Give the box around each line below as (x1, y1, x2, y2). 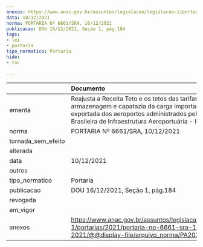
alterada (9, 147, 33, 155)
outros (9, 166, 28, 175)
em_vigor (9, 206, 35, 214)
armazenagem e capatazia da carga (71, 102, 173, 111)
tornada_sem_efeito (9, 137, 65, 145)
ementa (9, 106, 31, 114)
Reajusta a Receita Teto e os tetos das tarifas (71, 94, 198, 103)
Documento (71, 84, 106, 93)
